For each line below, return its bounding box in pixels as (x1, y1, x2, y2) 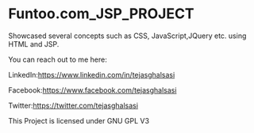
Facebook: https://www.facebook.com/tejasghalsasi (8, 85, 177, 95)
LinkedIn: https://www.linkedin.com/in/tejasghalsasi (8, 70, 175, 79)
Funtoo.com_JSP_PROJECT (8, 5, 194, 23)
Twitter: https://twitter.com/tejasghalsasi (8, 101, 139, 110)
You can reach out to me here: (8, 55, 107, 64)
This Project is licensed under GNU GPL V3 (8, 116, 149, 125)
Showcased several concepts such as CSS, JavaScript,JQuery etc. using (8, 31, 247, 40)
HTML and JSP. (8, 39, 60, 48)
